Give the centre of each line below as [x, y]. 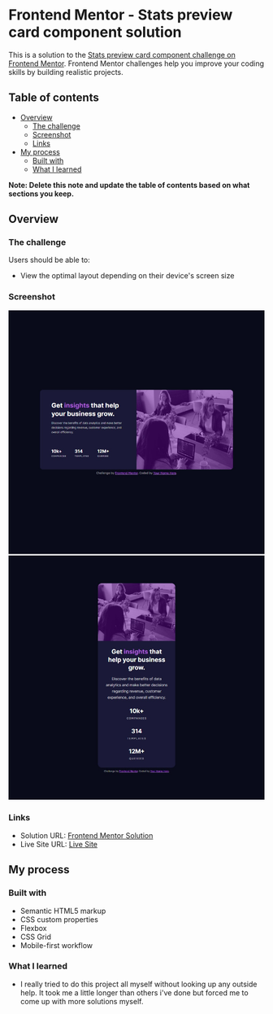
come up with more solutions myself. [82, 1001]
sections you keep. [41, 194]
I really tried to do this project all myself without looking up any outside [139, 984]
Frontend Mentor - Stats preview [121, 15]
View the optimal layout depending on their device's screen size [127, 276]
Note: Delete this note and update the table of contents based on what [129, 185]
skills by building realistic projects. [66, 72]
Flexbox [33, 928]
